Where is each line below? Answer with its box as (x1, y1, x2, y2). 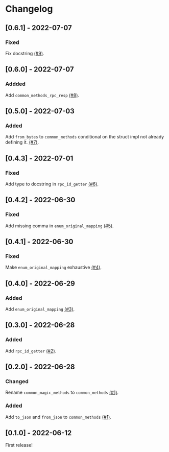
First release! (5, 442, 33, 448)
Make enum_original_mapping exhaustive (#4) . (5, 264, 102, 271)
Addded (5, 80, 26, 87)
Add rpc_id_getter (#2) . (5, 348, 57, 354)
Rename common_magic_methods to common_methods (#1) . (5, 389, 119, 396)
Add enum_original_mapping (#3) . (5, 306, 75, 312)
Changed (5, 378, 29, 385)
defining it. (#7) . (5, 139, 39, 146)
